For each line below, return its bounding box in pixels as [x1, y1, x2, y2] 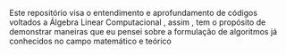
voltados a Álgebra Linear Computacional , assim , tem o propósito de [9, 17, 266, 27]
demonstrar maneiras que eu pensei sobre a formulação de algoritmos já [9, 27, 278, 36]
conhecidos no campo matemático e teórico [9, 35, 172, 46]
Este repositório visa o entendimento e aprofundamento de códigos [9, 8, 257, 18]
